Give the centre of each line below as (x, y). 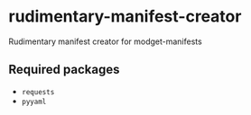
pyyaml (34, 102)
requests (38, 92)
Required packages (64, 70)
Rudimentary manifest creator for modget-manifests (105, 41)
